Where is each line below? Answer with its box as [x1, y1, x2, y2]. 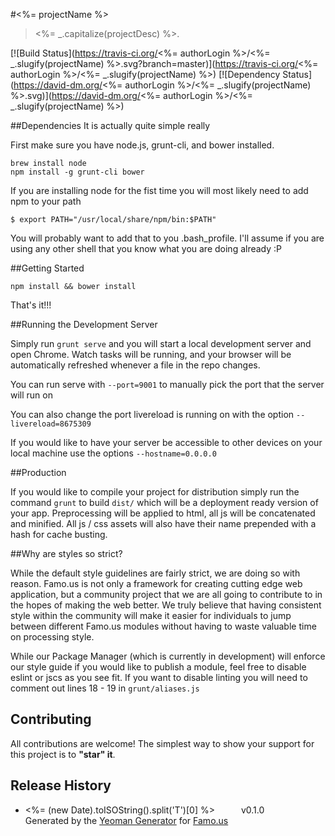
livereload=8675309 [10, 419, 92, 429]
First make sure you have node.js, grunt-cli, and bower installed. [10, 139, 275, 151]
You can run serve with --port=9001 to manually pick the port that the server [10, 379, 325, 390]
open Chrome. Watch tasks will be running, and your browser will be [10, 349, 292, 360]
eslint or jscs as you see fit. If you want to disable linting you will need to [10, 672, 308, 683]
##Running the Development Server [10, 319, 158, 330]
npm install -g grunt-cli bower [10, 167, 145, 177]
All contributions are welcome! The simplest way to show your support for [10, 737, 315, 749]
